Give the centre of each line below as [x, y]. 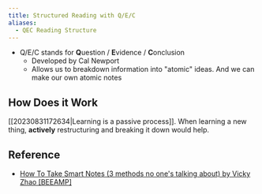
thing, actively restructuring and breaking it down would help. [109, 130]
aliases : [22, 23]
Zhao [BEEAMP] [46, 182]
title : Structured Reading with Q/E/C [72, 15]
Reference [34, 155]
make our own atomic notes [77, 78]
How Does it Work [53, 102]
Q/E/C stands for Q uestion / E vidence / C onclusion [102, 53]
